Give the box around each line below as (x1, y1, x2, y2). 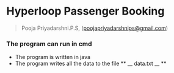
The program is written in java (15, 54, 90, 61)
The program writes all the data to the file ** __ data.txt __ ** (15, 60, 167, 68)
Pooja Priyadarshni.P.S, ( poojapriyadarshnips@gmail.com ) (21, 24, 169, 32)
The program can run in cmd (6, 40, 93, 48)
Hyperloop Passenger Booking (6, 4, 165, 18)
